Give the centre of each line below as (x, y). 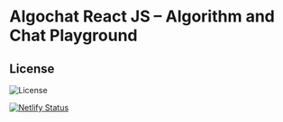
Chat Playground (73, 35)
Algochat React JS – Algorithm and (142, 17)
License (32, 69)
